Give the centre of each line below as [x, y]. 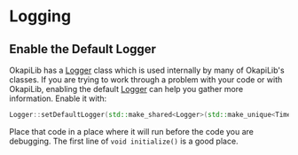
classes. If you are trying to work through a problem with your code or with [146, 80]
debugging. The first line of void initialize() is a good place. [124, 141]
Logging [40, 16]
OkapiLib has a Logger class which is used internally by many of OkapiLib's [147, 70]
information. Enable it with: [58, 98]
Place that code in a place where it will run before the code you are [132, 131]
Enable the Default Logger [83, 49]
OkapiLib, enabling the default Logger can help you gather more [126, 89]
